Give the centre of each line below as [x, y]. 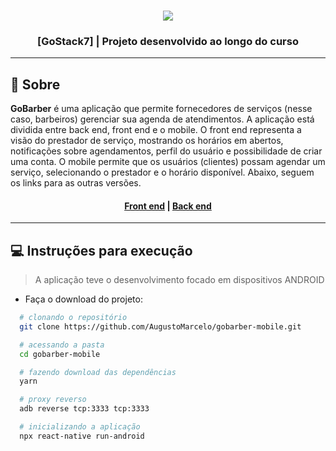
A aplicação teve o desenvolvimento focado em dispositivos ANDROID [179, 280]
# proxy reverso [53, 400]
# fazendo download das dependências [98, 372]
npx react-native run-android [82, 436]
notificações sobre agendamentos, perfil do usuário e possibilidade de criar [166, 151]
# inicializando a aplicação [80, 427]
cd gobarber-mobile [60, 354]
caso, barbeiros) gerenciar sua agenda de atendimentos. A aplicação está [162, 119]
